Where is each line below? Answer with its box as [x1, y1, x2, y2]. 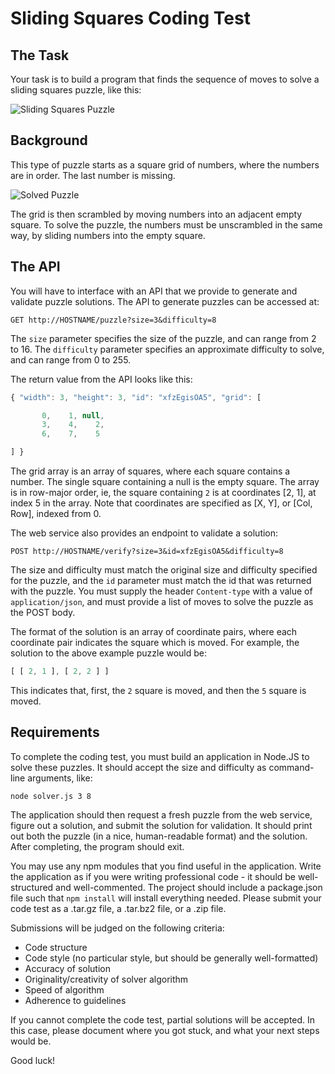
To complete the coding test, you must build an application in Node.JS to [10, 750, 310, 762]
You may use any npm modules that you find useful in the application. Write [10, 860, 322, 872]
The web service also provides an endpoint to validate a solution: [10, 527, 279, 539]
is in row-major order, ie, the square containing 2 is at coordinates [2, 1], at [10, 487, 317, 498]
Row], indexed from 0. [10, 508, 102, 519]
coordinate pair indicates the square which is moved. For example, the [10, 637, 300, 648]
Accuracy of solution [24, 962, 111, 974]
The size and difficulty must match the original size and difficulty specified [10, 564, 318, 576]
